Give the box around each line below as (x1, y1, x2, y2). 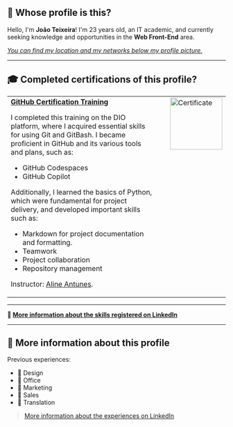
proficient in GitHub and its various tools (10, 138, 141, 148)
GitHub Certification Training (10, 97, 109, 106)
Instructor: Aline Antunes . (10, 279, 94, 289)
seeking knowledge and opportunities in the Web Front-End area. (7, 33, 195, 41)
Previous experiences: (7, 355, 71, 364)
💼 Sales (17, 391, 40, 399)
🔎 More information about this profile (7, 337, 170, 349)
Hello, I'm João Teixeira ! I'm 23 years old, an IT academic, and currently (7, 25, 214, 33)
